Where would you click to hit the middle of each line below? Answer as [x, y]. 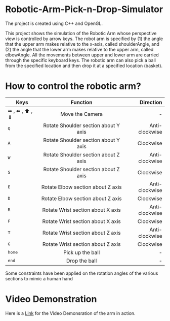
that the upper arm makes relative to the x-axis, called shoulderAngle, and [82, 44]
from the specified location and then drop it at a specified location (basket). [84, 66]
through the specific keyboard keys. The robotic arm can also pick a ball [80, 60]
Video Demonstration [51, 299]
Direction [151, 102]
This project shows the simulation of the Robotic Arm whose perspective [81, 33]
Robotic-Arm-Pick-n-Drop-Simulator [84, 9]
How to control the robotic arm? [73, 86]
